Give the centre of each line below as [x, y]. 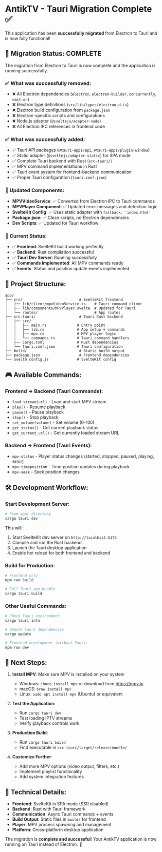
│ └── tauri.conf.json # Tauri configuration [64, 347]
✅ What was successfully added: [45, 139]
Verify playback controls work [49, 723]
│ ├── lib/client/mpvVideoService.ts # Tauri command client [74, 304]
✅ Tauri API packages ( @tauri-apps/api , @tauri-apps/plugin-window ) [81, 150]
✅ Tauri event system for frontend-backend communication [72, 172]
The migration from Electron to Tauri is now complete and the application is [80, 65]
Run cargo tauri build [42, 742]
